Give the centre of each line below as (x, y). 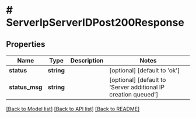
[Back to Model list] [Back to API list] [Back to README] (73, 109)
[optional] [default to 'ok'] (145, 70)
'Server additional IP (137, 87)
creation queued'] (134, 94)
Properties (26, 44)
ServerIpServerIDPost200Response (95, 22)
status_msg (26, 87)
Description (87, 60)
